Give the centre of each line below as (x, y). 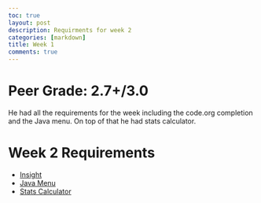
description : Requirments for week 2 (70, 30)
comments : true (33, 52)
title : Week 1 (31, 45)
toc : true (24, 15)
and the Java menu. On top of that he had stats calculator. (102, 121)
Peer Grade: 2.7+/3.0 (79, 91)
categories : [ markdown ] (47, 37)
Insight (31, 175)
